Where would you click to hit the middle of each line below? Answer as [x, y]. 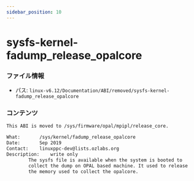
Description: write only [42, 154]
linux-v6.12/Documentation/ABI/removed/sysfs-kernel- [99, 91]
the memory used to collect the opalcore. [83, 171]
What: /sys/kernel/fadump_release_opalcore [71, 137]
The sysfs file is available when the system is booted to [106, 160]
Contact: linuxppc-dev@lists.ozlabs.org [63, 149]
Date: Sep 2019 [34, 143]
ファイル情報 [25, 75]
